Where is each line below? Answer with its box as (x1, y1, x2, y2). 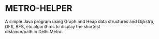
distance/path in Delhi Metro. (5, 29, 63, 34)
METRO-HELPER (5, 3, 72, 14)
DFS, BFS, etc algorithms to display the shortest (5, 23, 101, 29)
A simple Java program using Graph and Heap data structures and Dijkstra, (5, 19, 155, 24)
